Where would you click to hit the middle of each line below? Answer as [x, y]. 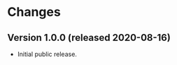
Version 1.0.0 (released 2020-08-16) [89, 38]
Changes [34, 12]
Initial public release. [47, 54]
